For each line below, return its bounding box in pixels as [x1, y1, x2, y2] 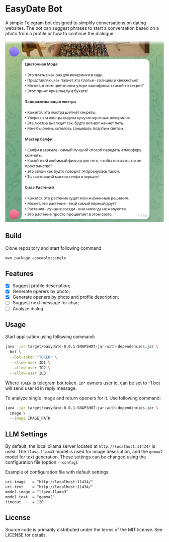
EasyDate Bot [5, 3, 63, 15]
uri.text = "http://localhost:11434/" [5, 485, 94, 490]
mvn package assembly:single [5, 255, 66, 260]
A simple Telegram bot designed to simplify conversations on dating [5, 20, 146, 26]
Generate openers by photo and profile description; [12, 294, 119, 300]
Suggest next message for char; [12, 300, 79, 306]
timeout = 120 [5, 500, 44, 505]
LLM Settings [5, 430, 48, 438]
